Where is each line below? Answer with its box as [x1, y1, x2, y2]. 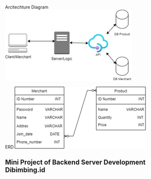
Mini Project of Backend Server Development [5, 158, 146, 167]
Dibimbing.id [5, 166, 46, 174]
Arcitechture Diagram [5, 4, 49, 10]
